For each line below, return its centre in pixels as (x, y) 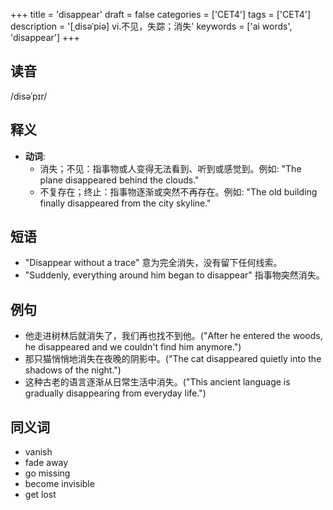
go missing (47, 473)
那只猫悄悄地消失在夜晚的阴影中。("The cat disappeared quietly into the (173, 359)
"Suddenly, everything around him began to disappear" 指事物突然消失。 (174, 275)
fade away (46, 463)
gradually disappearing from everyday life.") (115, 393)
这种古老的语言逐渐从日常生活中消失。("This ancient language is (157, 382)
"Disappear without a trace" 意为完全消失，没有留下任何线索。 (153, 263)
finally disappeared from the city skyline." (125, 203)
